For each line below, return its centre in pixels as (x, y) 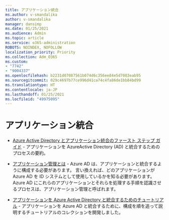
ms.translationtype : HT (30, 85)
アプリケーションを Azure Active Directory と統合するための (75, 200)
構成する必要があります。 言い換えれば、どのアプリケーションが (88, 170)
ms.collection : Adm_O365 (31, 57)
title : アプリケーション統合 (32, 10)
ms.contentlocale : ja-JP (31, 90)
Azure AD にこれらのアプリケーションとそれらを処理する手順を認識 (82, 183)
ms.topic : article (24, 38)
